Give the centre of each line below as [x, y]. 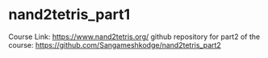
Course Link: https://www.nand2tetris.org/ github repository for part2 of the [134, 37]
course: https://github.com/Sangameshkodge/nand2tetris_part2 [115, 44]
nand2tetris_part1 [69, 15]
